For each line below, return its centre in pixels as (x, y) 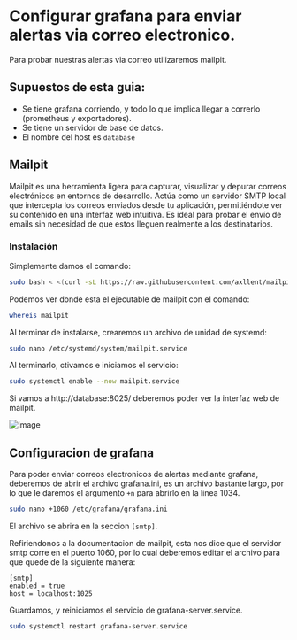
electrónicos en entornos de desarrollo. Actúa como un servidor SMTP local (147, 196)
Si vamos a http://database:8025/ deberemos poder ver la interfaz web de (145, 398)
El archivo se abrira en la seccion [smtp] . (84, 526)
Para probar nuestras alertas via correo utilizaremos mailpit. (118, 59)
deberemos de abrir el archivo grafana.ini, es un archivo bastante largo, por (147, 483)
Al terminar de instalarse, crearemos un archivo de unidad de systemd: (138, 332)
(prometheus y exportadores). (76, 118)
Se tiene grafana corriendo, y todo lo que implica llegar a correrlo (141, 109)
